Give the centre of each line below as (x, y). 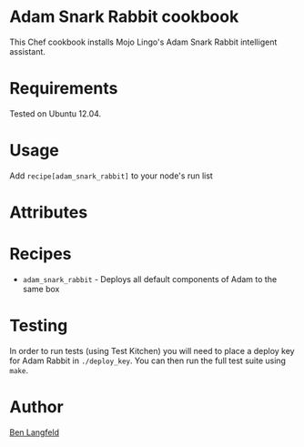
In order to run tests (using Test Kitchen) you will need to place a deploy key (152, 350)
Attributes (49, 212)
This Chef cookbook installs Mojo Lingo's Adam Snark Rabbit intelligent (143, 42)
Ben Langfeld (35, 432)
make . (19, 370)
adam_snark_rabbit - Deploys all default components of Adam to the (150, 279)
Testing (39, 326)
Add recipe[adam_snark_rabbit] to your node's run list (111, 176)
